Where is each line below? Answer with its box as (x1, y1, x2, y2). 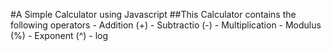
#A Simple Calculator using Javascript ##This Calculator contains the (10, 9, 297, 20)
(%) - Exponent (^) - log (10, 30, 109, 41)
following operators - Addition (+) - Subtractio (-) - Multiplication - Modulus (10, 19, 322, 31)
